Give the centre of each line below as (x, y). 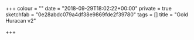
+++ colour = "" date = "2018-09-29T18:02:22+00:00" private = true (89, 8)
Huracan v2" (21, 21)
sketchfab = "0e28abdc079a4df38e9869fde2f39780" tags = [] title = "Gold (97, 14)
